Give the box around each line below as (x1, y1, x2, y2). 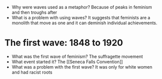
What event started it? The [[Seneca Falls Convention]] (11, 59, 123, 65)
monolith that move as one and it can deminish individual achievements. (11, 20, 158, 26)
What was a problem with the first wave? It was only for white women (11, 64, 153, 70)
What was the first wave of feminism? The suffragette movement (11, 53, 143, 59)
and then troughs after (11, 9, 57, 15)
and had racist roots (11, 69, 53, 75)
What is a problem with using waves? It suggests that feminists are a (11, 15, 151, 20)
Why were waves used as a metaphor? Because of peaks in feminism (11, 4, 152, 10)
